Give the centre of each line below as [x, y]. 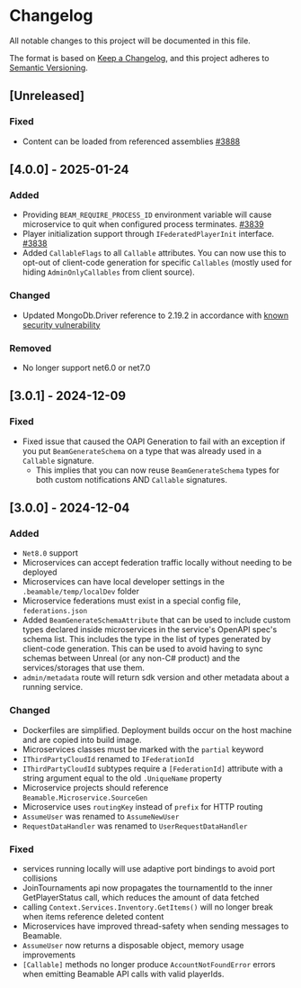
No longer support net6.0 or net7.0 [86, 367]
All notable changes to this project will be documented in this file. [130, 41]
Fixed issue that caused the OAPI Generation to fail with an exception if [154, 441]
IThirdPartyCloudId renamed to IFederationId [108, 758]
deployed [40, 572]
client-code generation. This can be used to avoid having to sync [142, 648]
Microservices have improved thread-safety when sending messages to [155, 926]
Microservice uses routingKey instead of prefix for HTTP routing [142, 806]
